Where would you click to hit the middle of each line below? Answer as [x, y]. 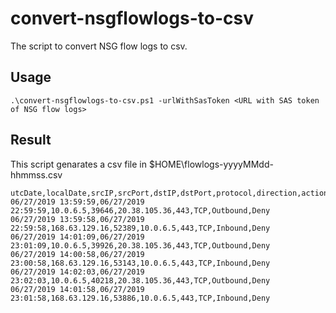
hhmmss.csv [36, 174]
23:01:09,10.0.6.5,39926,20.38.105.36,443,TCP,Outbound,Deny [140, 245]
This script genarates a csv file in [78, 164]
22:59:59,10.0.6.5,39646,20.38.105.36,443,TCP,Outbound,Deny [140, 210]
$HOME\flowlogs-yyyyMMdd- [211, 164]
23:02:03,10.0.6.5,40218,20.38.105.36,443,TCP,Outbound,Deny [140, 280]
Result [31, 140]
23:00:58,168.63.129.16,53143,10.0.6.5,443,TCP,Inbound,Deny [140, 263]
